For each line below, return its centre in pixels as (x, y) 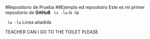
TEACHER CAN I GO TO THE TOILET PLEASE (52, 32)
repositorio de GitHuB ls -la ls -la (42, 12)
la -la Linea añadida (29, 22)
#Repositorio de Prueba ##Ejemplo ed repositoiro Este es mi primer (75, 7)
